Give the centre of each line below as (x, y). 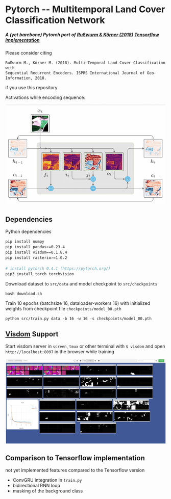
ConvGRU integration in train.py (47, 480)
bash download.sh (24, 294)
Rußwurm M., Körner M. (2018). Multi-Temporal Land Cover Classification (86, 63)
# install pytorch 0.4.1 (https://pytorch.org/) (58, 269)
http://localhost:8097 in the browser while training (60, 352)
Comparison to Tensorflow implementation (75, 458)
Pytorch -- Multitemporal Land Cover (85, 9)
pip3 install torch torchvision (40, 274)
